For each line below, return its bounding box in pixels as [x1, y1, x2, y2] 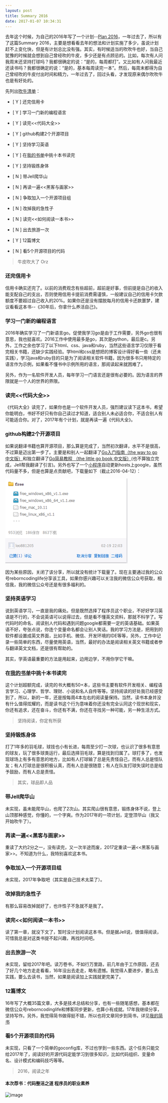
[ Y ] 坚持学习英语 [12, 141, 49, 147]
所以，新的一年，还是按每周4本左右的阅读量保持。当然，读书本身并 [18, 695, 157, 701]
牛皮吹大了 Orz [17, 259, 48, 265]
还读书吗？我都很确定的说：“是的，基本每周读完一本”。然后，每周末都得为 [5, 65, 158, 71]
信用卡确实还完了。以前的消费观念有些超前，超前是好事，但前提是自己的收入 [5, 285, 163, 291]
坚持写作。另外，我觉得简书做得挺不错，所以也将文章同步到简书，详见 [5, 1012, 150, 1018]
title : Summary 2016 [5, 13, 48, 19]
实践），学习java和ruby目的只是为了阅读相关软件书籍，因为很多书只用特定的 [5, 355, 161, 361]
